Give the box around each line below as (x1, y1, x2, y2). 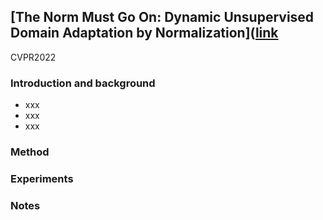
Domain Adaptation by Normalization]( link (10, 25, 279, 42)
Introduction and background (10, 76, 156, 90)
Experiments (10, 171, 74, 185)
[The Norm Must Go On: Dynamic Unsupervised (10, 9, 315, 26)
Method (10, 145, 50, 159)
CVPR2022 (10, 51, 57, 63)
